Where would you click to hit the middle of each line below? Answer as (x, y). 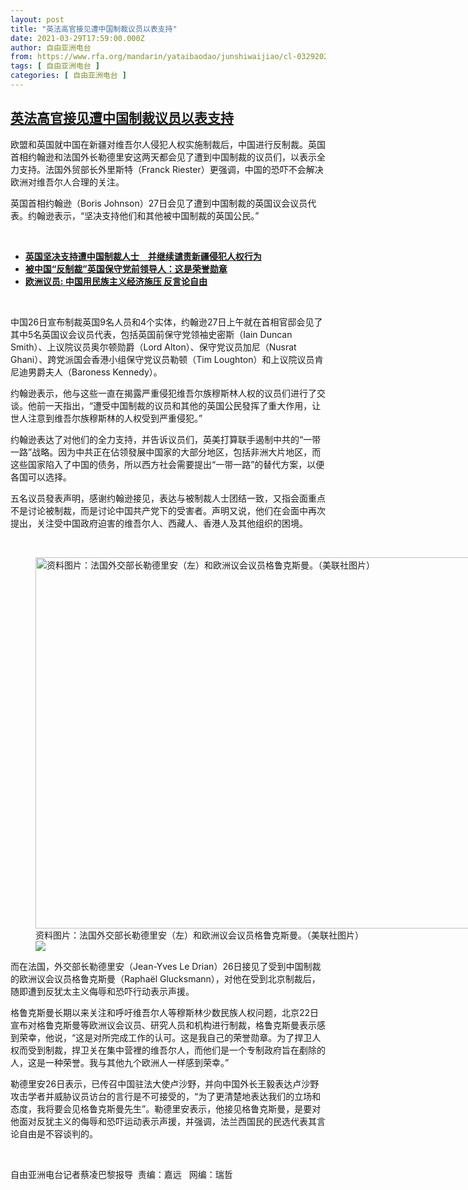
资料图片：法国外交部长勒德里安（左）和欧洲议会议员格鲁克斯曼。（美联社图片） (199, 935)
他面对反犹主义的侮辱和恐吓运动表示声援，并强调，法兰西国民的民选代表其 (163, 1121)
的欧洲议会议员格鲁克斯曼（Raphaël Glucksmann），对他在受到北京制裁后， (165, 978)
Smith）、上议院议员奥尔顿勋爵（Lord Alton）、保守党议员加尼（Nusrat (153, 347)
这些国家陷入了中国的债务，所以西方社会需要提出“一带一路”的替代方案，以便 (167, 464)
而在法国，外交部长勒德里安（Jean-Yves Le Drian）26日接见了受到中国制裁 (166, 966)
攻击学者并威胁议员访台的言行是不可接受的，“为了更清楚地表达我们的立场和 (166, 1096)
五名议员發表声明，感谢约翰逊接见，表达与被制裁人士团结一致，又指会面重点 (168, 498)
